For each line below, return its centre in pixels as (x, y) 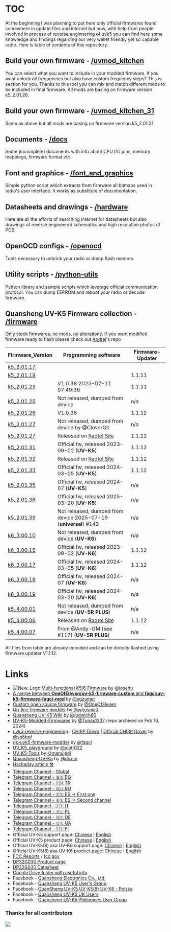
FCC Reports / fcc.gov (36, 856)
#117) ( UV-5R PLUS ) (84, 635)
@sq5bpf (22, 737)
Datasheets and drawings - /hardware (67, 207)
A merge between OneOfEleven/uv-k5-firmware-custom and (78, 693)
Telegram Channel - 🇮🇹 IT (41, 806)
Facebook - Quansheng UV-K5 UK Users (55, 894)
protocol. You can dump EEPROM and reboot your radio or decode (75, 292)
